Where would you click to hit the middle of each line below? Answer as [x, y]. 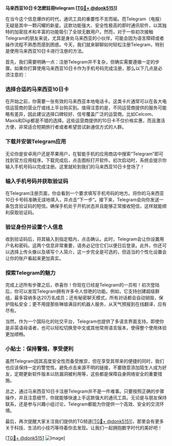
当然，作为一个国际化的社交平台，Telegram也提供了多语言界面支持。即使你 [85, 321]
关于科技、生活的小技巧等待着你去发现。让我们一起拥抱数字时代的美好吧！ [84, 428]
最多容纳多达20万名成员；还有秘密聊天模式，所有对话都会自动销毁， [87, 298]
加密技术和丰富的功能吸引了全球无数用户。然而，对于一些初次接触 [84, 32]
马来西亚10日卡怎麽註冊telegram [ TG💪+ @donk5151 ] [61, 8]
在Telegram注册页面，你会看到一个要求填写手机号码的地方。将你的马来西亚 [85, 193]
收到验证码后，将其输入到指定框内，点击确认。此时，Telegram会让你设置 [82, 239]
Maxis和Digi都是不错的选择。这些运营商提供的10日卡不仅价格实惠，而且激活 [85, 120]
